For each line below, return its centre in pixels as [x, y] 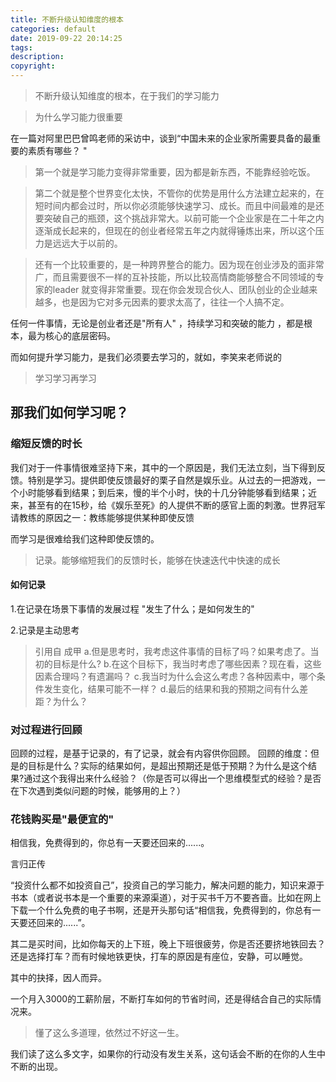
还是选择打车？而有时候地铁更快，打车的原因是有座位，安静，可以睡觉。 [159, 957]
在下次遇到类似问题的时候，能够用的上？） [98, 791]
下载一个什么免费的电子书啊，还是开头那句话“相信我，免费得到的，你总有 [161, 910]
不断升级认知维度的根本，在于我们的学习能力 [127, 95]
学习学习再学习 [65, 378]
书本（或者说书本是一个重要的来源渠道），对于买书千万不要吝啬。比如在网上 [166, 898]
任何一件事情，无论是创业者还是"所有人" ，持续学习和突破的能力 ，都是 [157, 323]
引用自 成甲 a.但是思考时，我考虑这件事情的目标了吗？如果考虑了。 [172, 651]
